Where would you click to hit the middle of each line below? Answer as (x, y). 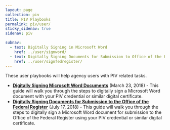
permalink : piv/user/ (28, 24)
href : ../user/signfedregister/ (48, 61)
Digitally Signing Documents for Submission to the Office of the (81, 102)
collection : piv (22, 15)
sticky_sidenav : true (28, 29)
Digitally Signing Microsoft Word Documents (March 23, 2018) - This (86, 85)
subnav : (13, 43)
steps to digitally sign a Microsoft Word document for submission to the (87, 112)
